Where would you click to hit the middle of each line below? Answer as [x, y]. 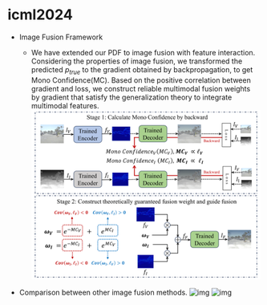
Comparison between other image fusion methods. [103, 292]
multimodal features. [65, 105]
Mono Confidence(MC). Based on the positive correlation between [141, 80]
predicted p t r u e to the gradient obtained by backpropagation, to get [142, 70]
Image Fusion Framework [61, 37]
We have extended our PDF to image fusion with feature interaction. [143, 52]
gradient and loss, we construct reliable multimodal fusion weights [141, 88]
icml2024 [40, 15]
